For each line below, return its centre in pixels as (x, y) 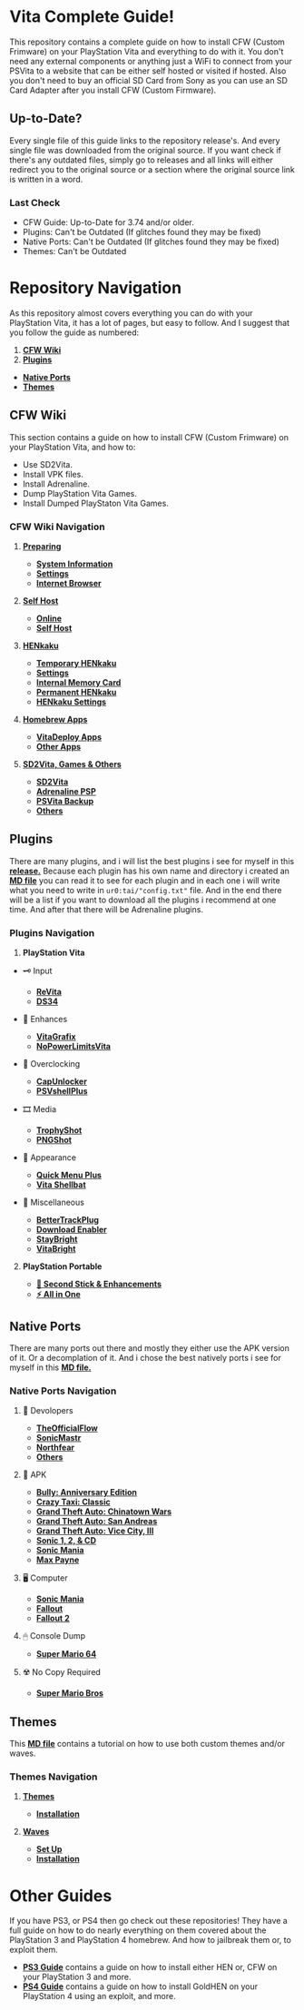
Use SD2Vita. (47, 464)
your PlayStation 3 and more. (77, 1977)
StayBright (57, 1239)
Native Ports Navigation (63, 1391)
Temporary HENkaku (76, 664)
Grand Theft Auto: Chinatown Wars (104, 1512)
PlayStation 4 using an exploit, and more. (99, 1996)
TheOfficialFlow (67, 1428)
